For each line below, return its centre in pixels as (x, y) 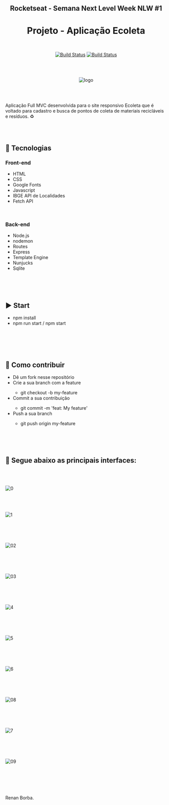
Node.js (21, 235)
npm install (24, 318)
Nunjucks (23, 263)
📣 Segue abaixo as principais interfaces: (71, 460)
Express (21, 252)
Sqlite (19, 268)
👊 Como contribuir (35, 365)
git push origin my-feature (48, 423)
